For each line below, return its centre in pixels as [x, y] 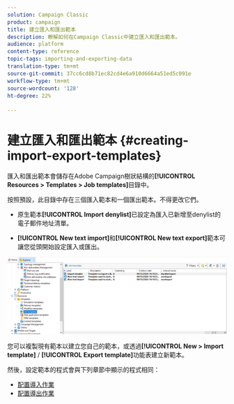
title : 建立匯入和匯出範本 [42, 29]
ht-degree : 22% [29, 96]
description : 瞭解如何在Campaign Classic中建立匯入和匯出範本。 [94, 37]
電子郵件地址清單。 [45, 223]
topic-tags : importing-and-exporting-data [70, 59]
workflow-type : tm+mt [39, 81]
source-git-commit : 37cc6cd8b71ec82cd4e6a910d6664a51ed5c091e [99, 73]
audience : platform [36, 44]
